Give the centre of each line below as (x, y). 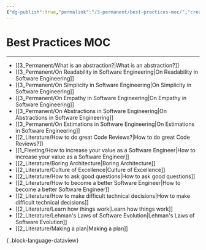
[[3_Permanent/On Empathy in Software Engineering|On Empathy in (101, 98)
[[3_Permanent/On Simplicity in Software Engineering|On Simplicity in (103, 85)
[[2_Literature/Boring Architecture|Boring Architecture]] (85, 163)
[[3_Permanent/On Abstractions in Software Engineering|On (91, 111)
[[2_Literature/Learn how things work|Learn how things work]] (94, 209)
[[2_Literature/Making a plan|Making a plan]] (71, 229)
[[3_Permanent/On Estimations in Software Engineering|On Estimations (105, 124)
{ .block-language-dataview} (43, 240)
